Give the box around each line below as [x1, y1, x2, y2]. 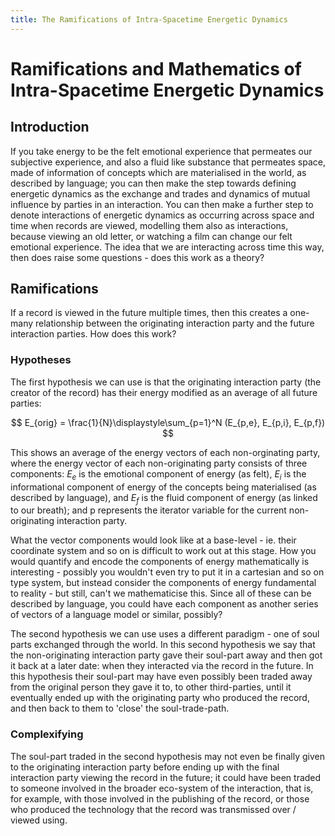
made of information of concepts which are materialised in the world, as [10, 166, 307, 178]
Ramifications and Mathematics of [10, 57, 302, 80]
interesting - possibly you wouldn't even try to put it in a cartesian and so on [10, 566, 325, 578]
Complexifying [10, 727, 84, 741]
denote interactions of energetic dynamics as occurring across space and [10, 209, 315, 221]
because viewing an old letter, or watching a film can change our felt [10, 230, 293, 242]
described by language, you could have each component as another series [10, 598, 319, 610]
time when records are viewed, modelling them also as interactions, [10, 219, 289, 231]
